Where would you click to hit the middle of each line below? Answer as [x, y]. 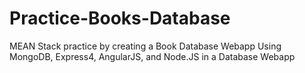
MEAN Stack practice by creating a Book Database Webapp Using [145, 46]
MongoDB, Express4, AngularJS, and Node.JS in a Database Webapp [152, 56]
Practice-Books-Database [120, 18]
